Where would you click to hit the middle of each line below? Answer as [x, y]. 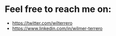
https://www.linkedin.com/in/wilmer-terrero [57, 28]
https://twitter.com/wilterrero [42, 23]
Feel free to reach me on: [58, 9]
